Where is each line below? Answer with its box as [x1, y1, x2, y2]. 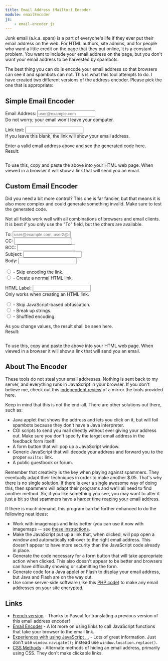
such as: [5, 407, 23, 413]
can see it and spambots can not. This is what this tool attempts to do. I [5, 71, 152, 78]
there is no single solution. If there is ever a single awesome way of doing [5, 480, 157, 486]
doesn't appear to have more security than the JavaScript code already [12, 542, 160, 548]
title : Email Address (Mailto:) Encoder [5, 7, 91, 13]
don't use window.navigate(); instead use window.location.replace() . [12, 639, 158, 645]
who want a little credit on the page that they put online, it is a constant [5, 46, 152, 52]
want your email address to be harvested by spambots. [5, 56, 119, 63]
